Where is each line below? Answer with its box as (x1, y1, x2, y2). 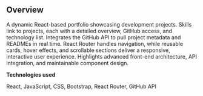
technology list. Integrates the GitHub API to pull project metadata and (6, 33, 181, 41)
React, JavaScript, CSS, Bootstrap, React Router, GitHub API (6, 83, 156, 90)
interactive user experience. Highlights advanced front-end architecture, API (6, 53, 198, 60)
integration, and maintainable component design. (6, 59, 129, 66)
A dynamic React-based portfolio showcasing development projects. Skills (6, 21, 192, 28)
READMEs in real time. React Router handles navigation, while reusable (6, 40, 184, 47)
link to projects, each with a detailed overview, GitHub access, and (6, 27, 173, 34)
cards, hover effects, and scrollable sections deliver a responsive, (6, 46, 171, 54)
